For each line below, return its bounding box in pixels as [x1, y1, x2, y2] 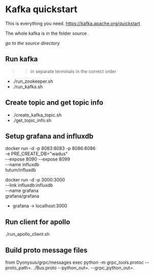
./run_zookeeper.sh [12, 78, 53, 84]
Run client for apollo [5, 218, 70, 226]
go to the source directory [5, 40, 60, 46]
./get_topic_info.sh [12, 117, 52, 123]
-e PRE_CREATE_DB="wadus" [5, 151, 68, 157]
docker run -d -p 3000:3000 [5, 177, 65, 183]
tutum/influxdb [5, 167, 37, 173]
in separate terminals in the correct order [30, 68, 117, 74]
